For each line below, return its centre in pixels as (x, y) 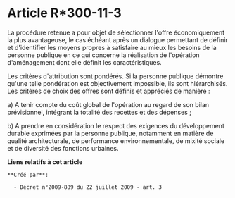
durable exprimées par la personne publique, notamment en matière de (110, 133)
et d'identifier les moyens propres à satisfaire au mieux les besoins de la (112, 47)
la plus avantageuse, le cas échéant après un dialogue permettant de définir (118, 39)
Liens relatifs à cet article (45, 162)
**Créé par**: (28, 175)
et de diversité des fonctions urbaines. (63, 148)
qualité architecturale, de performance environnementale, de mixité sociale (116, 141)
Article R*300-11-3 (64, 13)
